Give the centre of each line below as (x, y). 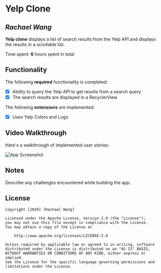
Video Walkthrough (36, 133)
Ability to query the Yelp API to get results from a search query (77, 91)
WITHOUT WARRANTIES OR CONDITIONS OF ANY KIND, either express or (76, 253)
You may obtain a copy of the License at (49, 227)
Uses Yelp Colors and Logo (40, 117)
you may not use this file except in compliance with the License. (77, 223)
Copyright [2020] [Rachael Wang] (40, 210)
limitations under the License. (39, 266)
